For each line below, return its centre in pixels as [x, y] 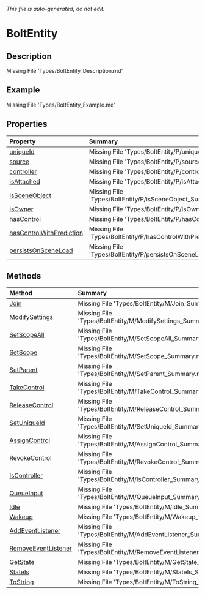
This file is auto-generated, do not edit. [56, 9]
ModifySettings [31, 317]
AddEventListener [35, 531]
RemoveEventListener [41, 549]
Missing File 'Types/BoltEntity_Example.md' [61, 105]
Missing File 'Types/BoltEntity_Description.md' [65, 71]
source [19, 162]
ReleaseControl [31, 405]
